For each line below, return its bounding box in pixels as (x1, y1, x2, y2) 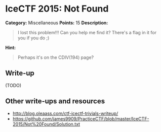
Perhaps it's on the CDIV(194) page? (17, 54, 94, 60)
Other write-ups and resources (5, 97, 105, 106)
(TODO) (5, 82, 22, 88)
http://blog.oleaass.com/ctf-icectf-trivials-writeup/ (12, 110, 118, 116)
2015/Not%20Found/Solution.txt (12, 121, 80, 127)
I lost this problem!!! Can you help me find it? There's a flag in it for (17, 29, 157, 35)
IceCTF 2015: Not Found (5, 3, 109, 15)
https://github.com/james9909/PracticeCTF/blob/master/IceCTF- (12, 115, 149, 121)
